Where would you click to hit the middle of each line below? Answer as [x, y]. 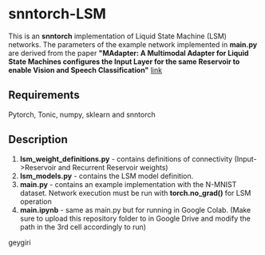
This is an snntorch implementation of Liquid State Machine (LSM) [118, 36]
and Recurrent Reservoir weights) [113, 167]
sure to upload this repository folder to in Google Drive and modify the [135, 218]
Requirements [44, 96]
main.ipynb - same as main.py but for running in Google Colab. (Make [135, 209]
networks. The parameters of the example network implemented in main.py [133, 44]
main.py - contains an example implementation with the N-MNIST [128, 184]
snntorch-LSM [57, 14]
